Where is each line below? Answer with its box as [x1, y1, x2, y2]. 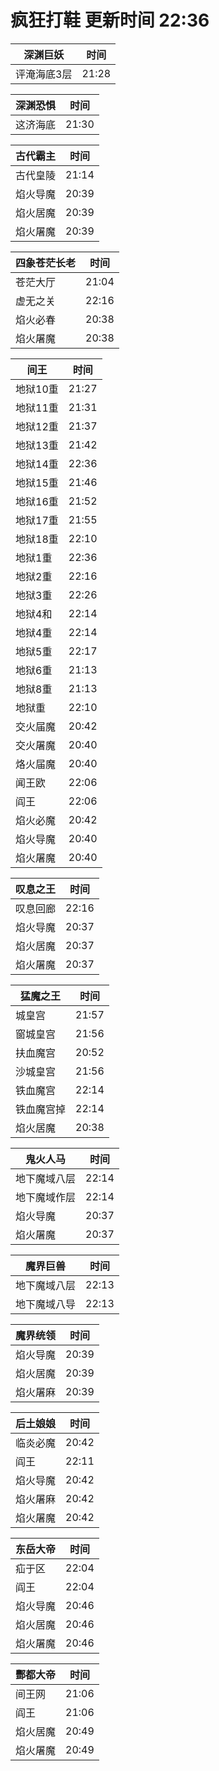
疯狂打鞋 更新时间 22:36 [10, 9, 210, 32]
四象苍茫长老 [15, 256, 77, 270]
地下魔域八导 [15, 1297, 77, 1311]
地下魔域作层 [15, 1190, 77, 1204]
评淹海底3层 [15, 67, 73, 81]
